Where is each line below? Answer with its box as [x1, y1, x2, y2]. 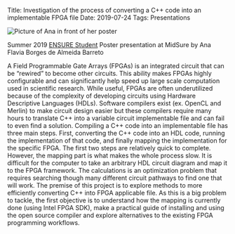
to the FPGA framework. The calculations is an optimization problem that [7, 167, 217, 174]
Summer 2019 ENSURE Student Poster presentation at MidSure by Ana [7, 41, 212, 48]
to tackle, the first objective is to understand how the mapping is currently [7, 196, 221, 204]
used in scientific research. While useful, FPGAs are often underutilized [7, 84, 213, 92]
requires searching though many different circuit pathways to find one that [7, 174, 222, 182]
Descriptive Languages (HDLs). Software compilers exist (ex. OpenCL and [7, 99, 222, 108]
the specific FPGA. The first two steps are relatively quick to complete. [7, 144, 211, 152]
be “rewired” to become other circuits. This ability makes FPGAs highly [7, 70, 212, 77]
